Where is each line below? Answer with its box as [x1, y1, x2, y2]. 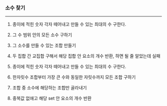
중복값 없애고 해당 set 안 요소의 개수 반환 [12, 96, 92, 102]
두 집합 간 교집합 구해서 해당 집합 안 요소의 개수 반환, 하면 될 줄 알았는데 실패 [12, 53, 161, 59]
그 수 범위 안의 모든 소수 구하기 [12, 32, 72, 38]
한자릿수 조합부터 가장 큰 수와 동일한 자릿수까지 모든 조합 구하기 [12, 74, 136, 80]
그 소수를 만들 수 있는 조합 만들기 [12, 42, 76, 48]
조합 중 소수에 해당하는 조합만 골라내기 [12, 85, 87, 91]
